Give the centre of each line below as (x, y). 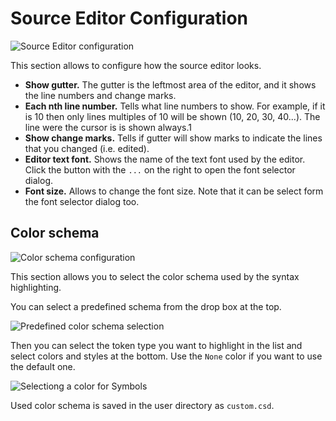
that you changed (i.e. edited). (87, 148)
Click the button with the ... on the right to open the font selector (160, 169)
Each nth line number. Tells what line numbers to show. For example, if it (175, 106)
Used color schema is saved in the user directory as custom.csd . (142, 405)
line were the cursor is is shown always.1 (108, 127)
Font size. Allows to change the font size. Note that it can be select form (174, 191)
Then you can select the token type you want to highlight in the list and (156, 345)
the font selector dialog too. (82, 201)
